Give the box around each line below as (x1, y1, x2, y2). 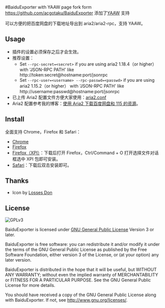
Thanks (5, 177, 29, 185)
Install (5, 115, 25, 124)
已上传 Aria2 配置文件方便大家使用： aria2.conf (12, 94, 107, 100)
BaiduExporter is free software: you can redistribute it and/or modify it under (5, 241, 160, 247)
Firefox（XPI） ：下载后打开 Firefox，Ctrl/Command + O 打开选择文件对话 (12, 150, 159, 156)
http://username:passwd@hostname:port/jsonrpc (19, 88, 120, 94)
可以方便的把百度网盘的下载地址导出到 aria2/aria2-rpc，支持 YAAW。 (5, 21, 146, 26)
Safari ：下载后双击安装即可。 (12, 162, 72, 168)
